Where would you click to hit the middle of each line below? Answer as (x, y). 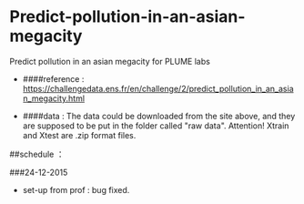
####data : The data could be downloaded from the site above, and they (159, 116)
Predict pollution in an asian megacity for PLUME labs (110, 61)
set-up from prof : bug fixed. (76, 189)
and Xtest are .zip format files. (79, 135)
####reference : (53, 78)
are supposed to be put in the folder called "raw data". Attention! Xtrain (156, 126)
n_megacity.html (53, 98)
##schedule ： (37, 154)
